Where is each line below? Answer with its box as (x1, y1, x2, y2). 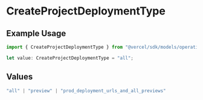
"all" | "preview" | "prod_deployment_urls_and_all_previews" (6, 87, 166, 94)
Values (6, 72, 33, 82)
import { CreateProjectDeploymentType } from (6, 44, 123, 50)
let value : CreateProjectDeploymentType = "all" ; (6, 55, 134, 61)
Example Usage (6, 28, 66, 39)
